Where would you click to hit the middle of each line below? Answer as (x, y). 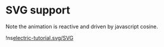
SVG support (38, 10)
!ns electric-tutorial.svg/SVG (40, 38)
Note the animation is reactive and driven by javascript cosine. (82, 26)
